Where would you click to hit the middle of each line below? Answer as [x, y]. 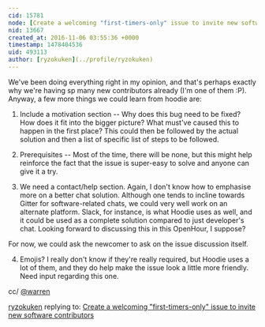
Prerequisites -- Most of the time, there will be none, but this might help [136, 154]
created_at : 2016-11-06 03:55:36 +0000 [74, 38]
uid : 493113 [28, 52]
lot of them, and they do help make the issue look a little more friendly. [134, 267]
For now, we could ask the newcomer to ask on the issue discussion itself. [128, 244]
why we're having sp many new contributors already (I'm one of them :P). [127, 90]
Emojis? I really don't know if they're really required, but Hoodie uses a [134, 259]
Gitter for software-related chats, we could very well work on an [123, 203]
